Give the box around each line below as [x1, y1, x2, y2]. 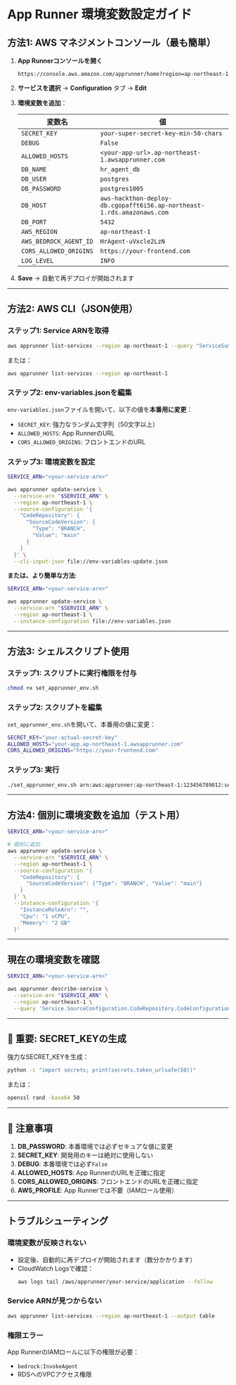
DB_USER [20, 175, 47, 183]
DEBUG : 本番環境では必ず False [17, 1159, 108, 1168]
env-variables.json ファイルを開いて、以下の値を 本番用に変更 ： [7, 405, 193, 413]
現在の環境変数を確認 [7, 954, 100, 965]
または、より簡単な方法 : [7, 571, 77, 580]
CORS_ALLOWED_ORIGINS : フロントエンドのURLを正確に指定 [17, 1177, 199, 1185]
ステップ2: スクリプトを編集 [7, 703, 103, 713]
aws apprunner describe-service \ [7, 985, 109, 993]
